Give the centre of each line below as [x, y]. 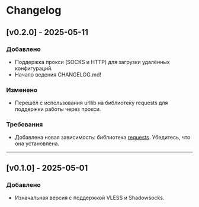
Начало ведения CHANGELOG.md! [58, 74]
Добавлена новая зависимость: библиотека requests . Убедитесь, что [102, 138]
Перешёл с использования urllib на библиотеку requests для [91, 103]
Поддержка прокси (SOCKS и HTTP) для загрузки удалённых [92, 62]
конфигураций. [34, 68]
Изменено [22, 90]
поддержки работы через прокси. [58, 109]
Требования [25, 125]
